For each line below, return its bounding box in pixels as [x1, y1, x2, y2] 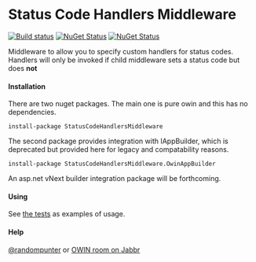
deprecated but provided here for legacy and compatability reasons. [8, 145, 229, 154]
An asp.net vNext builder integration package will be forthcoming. [8, 174, 221, 183]
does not [8, 63, 38, 72]
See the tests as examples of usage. [8, 209, 126, 219]
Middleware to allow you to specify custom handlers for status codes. [8, 46, 234, 56]
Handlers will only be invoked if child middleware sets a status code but [8, 55, 240, 65]
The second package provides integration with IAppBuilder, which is [8, 136, 229, 146]
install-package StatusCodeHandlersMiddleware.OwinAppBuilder [8, 160, 216, 168]
